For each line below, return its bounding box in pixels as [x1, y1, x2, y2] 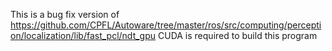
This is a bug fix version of [10, 9, 120, 20]
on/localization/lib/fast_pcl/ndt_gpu [10, 30, 157, 41]
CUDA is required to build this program [158, 30, 318, 41]
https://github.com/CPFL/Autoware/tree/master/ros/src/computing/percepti [10, 19, 322, 31]
